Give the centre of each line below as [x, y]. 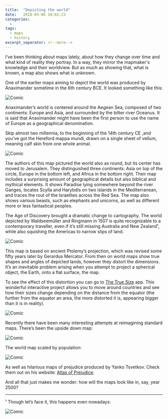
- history [20, 38]
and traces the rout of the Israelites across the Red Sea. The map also [77, 195]
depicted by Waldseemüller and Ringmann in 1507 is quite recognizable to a [83, 221]
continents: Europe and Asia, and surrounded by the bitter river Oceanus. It [82, 112]
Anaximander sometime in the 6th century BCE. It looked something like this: [84, 88]
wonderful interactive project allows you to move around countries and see [82, 287]
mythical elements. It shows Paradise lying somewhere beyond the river [79, 184]
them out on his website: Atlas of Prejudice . [50, 372]
